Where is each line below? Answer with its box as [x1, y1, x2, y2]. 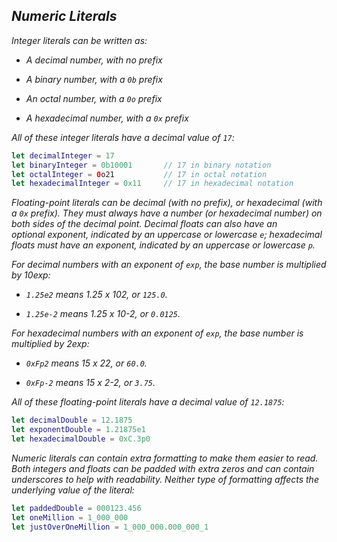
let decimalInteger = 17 [11, 150, 115, 161]
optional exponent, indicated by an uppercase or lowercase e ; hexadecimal [11, 229, 323, 241]
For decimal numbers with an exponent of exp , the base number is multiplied [11, 259, 327, 271]
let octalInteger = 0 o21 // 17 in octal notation [11, 169, 268, 179]
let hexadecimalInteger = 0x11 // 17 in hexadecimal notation [11, 179, 294, 189]
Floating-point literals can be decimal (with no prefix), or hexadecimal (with [11, 197, 323, 209]
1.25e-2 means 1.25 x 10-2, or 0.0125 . [25, 308, 181, 320]
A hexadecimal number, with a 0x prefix [25, 112, 189, 124]
